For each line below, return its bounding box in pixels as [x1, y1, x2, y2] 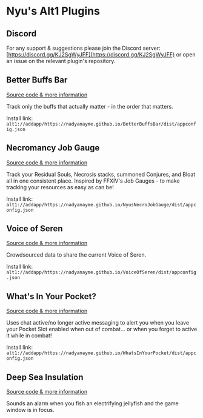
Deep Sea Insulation [6, 372, 84, 382]
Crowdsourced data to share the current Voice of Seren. [6, 251, 147, 258]
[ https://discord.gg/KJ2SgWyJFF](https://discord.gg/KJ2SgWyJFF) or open [6, 51, 196, 58]
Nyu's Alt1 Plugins [6, 4, 100, 18]
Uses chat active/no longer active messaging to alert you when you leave [6, 319, 190, 326]
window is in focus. [6, 406, 55, 414]
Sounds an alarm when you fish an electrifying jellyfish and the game [6, 400, 179, 407]
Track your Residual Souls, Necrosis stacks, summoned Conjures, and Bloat [6, 170, 196, 178]
